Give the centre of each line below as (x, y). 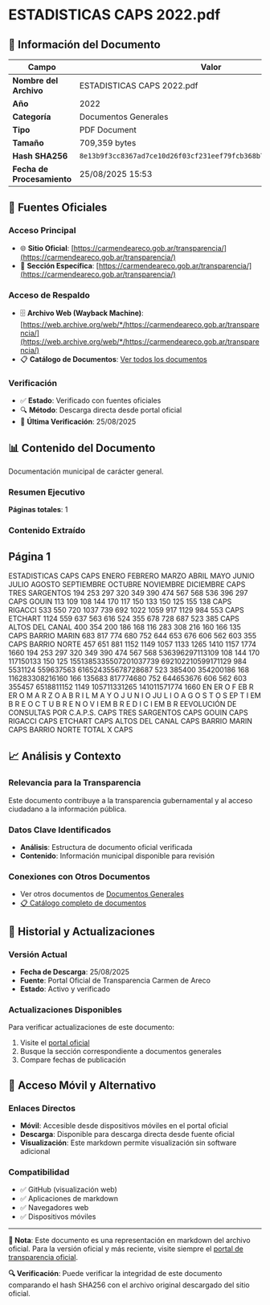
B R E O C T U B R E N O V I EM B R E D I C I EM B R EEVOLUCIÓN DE (123, 704)
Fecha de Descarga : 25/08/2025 (75, 972)
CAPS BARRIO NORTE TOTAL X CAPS (71, 730)
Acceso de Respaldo (49, 295)
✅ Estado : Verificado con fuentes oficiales (90, 400)
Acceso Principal (42, 231)
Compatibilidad (39, 1172)
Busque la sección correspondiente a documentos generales (121, 1052)
